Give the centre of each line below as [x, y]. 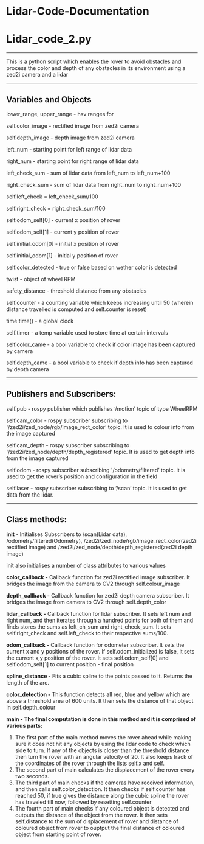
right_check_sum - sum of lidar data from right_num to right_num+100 [94, 184]
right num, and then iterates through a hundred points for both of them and [100, 620]
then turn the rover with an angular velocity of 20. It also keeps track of [104, 756]
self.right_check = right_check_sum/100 [56, 208]
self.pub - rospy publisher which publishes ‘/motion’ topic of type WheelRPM [102, 408]
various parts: [25, 725]
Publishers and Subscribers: [61, 394]
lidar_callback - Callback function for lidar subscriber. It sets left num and [99, 613]
